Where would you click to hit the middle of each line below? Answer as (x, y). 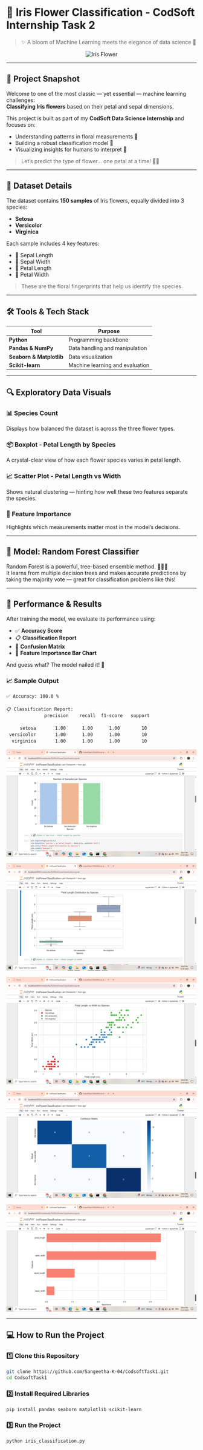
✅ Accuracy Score (38, 630)
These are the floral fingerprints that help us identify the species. (102, 286)
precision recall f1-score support (97, 715)
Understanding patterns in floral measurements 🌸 (76, 137)
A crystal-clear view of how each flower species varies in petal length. (94, 460)
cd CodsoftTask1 (27, 1378)
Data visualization (91, 357)
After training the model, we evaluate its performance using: (81, 619)
